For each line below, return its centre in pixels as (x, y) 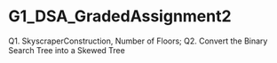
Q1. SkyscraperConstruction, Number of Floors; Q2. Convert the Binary (138, 41)
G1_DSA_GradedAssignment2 (120, 16)
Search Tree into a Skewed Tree (67, 50)
